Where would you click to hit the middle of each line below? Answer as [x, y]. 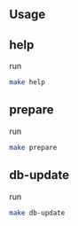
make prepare [33, 147]
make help [27, 82]
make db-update [37, 213]
